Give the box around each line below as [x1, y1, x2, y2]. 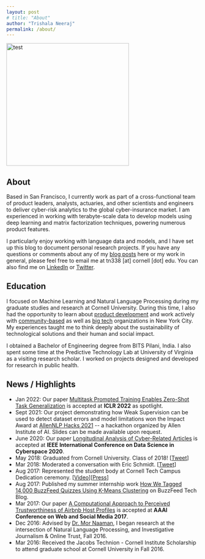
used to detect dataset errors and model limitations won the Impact [15, 415, 185, 422]
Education [6, 281, 47, 292]
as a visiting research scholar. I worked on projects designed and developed [6, 355, 199, 362]
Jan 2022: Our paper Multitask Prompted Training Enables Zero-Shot [15, 395, 190, 403]
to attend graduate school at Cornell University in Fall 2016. [15, 545, 165, 552]
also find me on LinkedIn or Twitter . [6, 264, 95, 271]
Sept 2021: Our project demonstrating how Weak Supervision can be [15, 408, 188, 416]
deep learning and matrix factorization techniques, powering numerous [6, 219, 185, 227]
